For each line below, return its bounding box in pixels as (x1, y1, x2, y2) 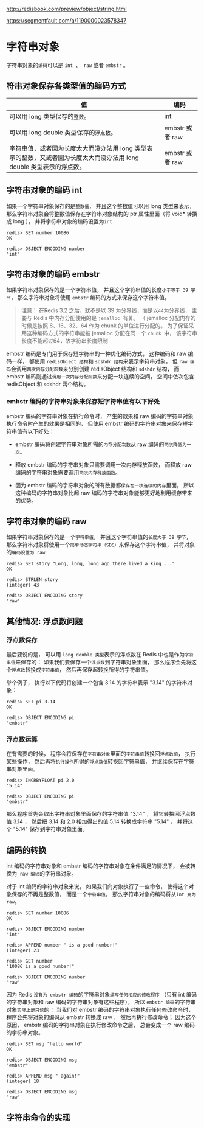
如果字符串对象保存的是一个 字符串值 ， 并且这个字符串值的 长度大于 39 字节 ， (6, 534, 192, 541)
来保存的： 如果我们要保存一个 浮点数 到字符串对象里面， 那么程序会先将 (15, 658, 192, 666)
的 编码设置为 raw (6, 549, 46, 556)
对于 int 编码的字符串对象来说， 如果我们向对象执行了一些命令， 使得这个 (6, 883, 189, 890)
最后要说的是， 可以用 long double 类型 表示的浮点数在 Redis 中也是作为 (6, 651, 185, 658)
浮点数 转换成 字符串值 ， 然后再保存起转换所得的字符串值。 (12, 666, 152, 674)
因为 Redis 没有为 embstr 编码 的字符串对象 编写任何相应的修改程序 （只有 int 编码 (6, 991, 197, 998)
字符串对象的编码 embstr (6, 269, 100, 279)
